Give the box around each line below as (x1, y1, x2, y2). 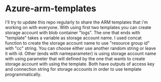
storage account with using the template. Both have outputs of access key (5, 61, 155, 67)
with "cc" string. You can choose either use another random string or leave (5, 45, 156, 51)
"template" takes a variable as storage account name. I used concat (5, 35, 142, 41)
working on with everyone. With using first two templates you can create (5, 24, 152, 30)
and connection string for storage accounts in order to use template (5, 66, 142, 72)
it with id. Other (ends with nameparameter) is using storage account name (5, 50, 157, 56)
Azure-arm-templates (5, 3, 96, 14)
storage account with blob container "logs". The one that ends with (5, 29, 140, 35)
